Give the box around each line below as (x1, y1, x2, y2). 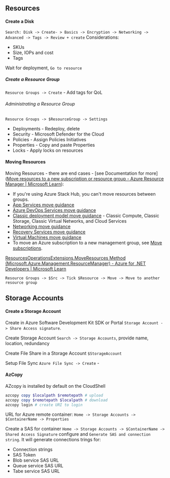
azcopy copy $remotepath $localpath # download (5, 397, 108, 403)
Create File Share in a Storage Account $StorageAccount (5, 350, 122, 356)
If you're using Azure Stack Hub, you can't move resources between (12, 191, 156, 197)
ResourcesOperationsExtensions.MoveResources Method (5, 255, 126, 261)
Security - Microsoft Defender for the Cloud (12, 131, 105, 137)
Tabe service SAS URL (12, 468, 60, 474)
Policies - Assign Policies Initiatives (12, 136, 87, 142)
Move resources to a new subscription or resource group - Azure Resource (7, 175, 164, 181)
